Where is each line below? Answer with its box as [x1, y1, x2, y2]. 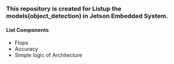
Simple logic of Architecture [14, 52, 82, 59]
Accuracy [14, 45, 38, 52]
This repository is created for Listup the [6, 5, 122, 13]
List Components [6, 26, 49, 33]
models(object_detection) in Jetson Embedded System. [6, 12, 169, 20]
